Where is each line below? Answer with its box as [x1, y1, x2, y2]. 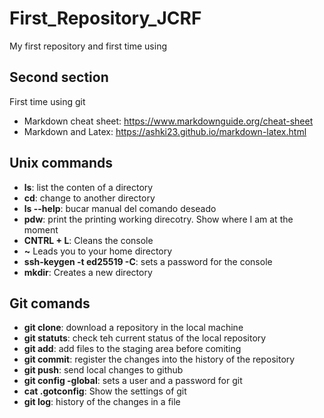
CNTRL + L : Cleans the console [23, 234, 154, 246]
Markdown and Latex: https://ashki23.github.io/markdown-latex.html [23, 125, 307, 137]
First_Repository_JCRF [9, 7, 202, 30]
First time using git [9, 95, 86, 107]
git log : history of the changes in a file [23, 396, 181, 408]
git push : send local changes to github [23, 364, 184, 376]
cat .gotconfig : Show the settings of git [23, 385, 187, 397]
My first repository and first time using [9, 40, 167, 52]
